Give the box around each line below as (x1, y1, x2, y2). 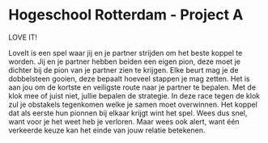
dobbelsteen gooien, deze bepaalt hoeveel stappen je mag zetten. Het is (8, 74, 250, 83)
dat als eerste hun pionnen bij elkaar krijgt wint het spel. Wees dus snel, (8, 107, 248, 118)
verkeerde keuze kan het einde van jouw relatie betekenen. (8, 125, 206, 135)
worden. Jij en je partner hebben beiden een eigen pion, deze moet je (8, 57, 241, 66)
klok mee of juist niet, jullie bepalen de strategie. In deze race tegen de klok (8, 90, 261, 100)
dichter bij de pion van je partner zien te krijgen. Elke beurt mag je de (8, 65, 239, 74)
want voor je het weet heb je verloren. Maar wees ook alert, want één (8, 116, 240, 126)
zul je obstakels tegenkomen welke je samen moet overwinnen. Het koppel (8, 99, 257, 109)
